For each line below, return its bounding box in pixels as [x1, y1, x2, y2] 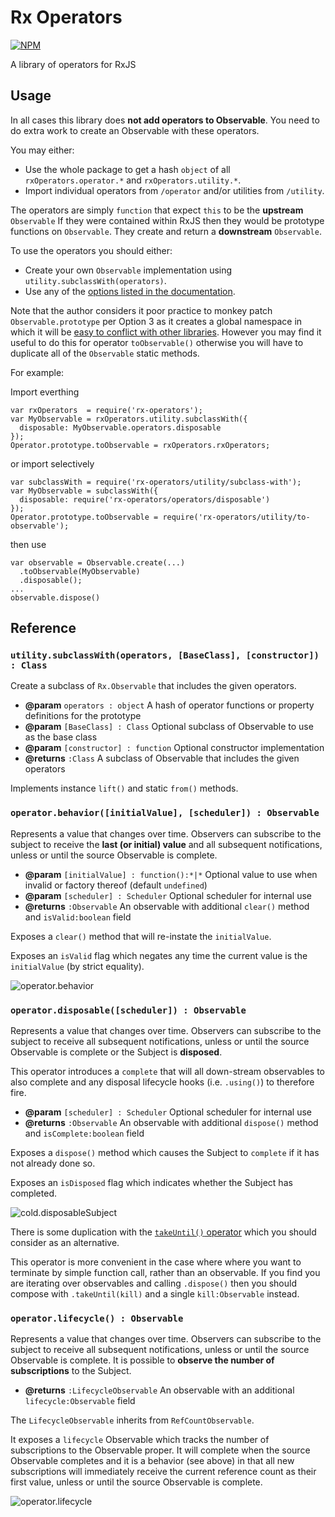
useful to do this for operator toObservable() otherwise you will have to [10, 336, 304, 348]
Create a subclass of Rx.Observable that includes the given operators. [10, 680, 297, 692]
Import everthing [10, 386, 80, 398]
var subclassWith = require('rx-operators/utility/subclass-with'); [10, 477, 302, 487]
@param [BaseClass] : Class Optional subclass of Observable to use [24, 721, 314, 733]
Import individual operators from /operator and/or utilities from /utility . [24, 184, 325, 196]
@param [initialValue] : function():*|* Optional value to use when [24, 868, 318, 880]
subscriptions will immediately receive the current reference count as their [10, 1466, 317, 1478]
